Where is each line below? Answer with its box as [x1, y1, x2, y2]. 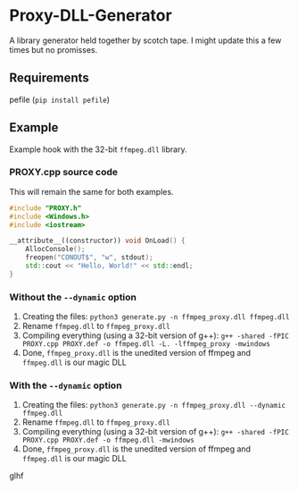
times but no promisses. [9, 44, 98, 55]
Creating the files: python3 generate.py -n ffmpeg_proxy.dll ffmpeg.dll [21, 311, 290, 322]
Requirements [9, 71, 89, 86]
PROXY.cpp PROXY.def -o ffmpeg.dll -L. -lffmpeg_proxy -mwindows [21, 340, 270, 349]
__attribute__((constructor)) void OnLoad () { [9, 236, 186, 246]
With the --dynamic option [9, 379, 122, 392]
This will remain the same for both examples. [9, 186, 174, 197]
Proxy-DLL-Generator [9, 5, 172, 26]
